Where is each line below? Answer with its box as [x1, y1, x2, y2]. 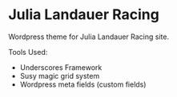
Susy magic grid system [19, 71, 100, 80]
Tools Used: [8, 47, 48, 56]
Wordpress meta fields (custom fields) [19, 80, 147, 89]
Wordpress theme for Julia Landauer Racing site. [8, 32, 170, 41]
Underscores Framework [19, 62, 103, 72]
